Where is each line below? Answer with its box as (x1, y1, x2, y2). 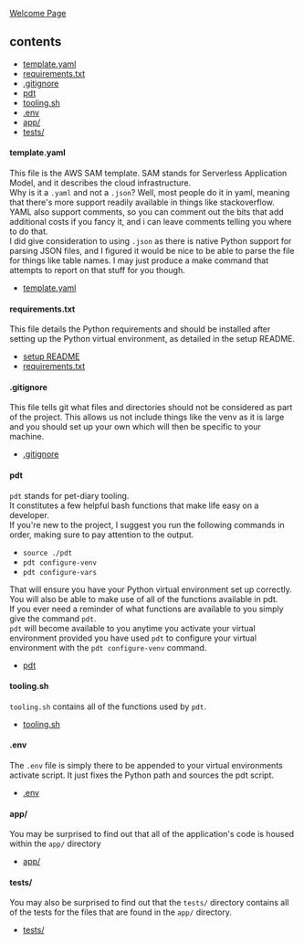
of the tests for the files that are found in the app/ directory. (9, 907, 233, 917)
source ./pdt (22, 548, 73, 557)
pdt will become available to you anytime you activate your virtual (9, 622, 256, 633)
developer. (9, 509, 50, 520)
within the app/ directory (9, 838, 102, 849)
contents (9, 34, 62, 49)
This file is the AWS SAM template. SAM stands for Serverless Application (9, 168, 288, 179)
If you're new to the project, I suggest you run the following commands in (9, 519, 285, 530)
